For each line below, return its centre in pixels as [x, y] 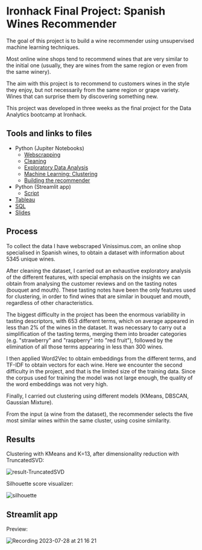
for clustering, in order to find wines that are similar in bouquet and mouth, [99, 296]
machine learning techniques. [43, 47]
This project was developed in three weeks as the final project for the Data [99, 108]
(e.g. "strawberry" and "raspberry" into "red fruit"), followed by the [90, 340]
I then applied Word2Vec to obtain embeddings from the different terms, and [101, 358]
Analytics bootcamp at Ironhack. [46, 114]
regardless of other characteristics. [50, 303]
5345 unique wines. [31, 259]
